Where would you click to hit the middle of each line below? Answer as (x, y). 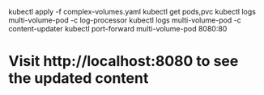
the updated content (79, 78)
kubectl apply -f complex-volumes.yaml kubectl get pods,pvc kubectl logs (132, 12)
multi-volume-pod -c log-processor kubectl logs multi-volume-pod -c (125, 20)
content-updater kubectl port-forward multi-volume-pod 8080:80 (118, 29)
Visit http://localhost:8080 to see (123, 62)
